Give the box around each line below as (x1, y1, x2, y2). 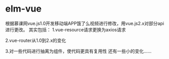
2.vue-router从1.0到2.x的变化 (5, 37, 66, 43)
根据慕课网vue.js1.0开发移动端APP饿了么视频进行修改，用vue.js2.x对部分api (5, 20, 164, 26)
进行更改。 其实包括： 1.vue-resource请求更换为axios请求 (5, 26, 126, 33)
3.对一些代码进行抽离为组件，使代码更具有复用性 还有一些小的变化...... (5, 48, 152, 54)
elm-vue (5, 3, 42, 15)
